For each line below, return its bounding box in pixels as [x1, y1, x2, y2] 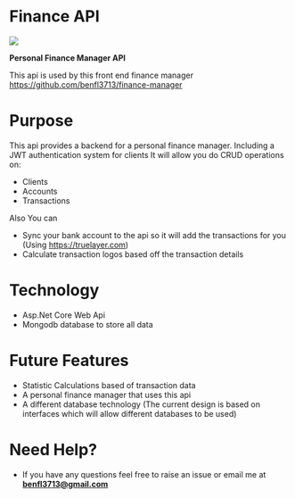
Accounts [21, 186, 58, 196]
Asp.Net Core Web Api [21, 310, 105, 320]
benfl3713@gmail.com [21, 478, 109, 489]
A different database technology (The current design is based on [21, 399, 261, 410]
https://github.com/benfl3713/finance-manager [9, 79, 183, 90]
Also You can [9, 212, 58, 223]
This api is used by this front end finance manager [9, 70, 194, 80]
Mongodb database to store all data [21, 319, 153, 329]
